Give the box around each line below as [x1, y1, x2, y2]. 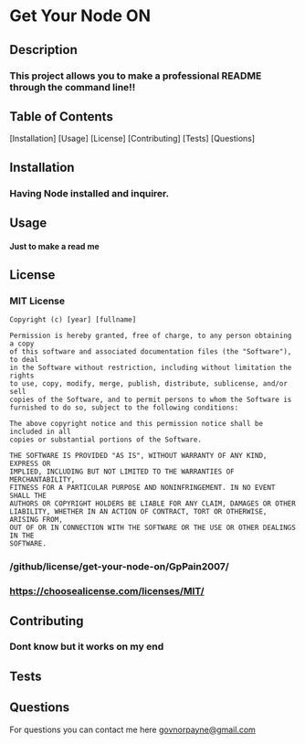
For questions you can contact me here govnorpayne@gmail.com [9, 724, 256, 735]
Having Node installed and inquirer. [9, 186, 170, 199]
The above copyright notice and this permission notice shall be [9, 420, 263, 429]
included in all [9, 427, 71, 437]
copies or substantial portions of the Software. [9, 435, 203, 444]
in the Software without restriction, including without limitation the [9, 363, 292, 373]
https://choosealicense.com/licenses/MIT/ [9, 585, 205, 598]
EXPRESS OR [9, 459, 51, 469]
